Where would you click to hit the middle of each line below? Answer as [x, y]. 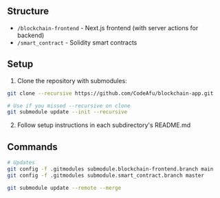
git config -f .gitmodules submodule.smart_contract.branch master [106, 175]
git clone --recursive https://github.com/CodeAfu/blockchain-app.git [110, 93]
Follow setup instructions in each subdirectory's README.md [104, 125]
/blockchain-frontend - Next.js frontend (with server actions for [108, 27]
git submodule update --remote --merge [64, 188]
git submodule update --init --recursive [67, 112]
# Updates [21, 163]
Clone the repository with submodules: [72, 80]
